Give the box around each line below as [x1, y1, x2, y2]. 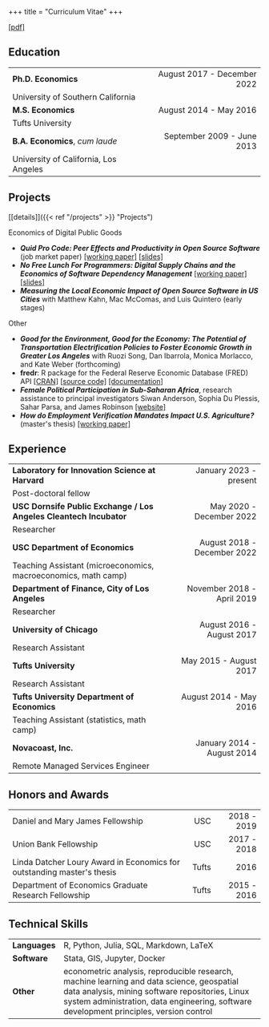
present [227, 475, 257, 486]
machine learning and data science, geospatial [63, 976, 239, 987]
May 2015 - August [181, 655, 257, 666]
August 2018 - [199, 537, 257, 548]
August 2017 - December [158, 68, 257, 79]
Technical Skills [8, 917, 89, 931]
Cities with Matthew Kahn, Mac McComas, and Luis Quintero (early [19, 294, 243, 304]
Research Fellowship [12, 890, 90, 901]
